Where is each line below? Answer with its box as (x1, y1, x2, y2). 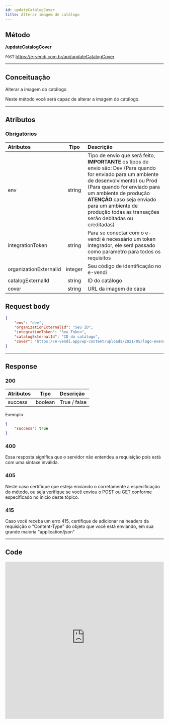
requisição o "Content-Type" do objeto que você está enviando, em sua (5, 523, 154, 529)
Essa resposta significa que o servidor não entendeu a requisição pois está (5, 454, 161, 460)
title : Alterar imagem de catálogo (5, 12, 80, 17)
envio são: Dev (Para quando (88, 164, 156, 171)
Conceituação (5, 73, 50, 81)
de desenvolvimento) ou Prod (88, 177, 157, 184)
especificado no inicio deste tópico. (5, 494, 79, 500)
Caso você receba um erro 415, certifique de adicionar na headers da (5, 518, 149, 524)
